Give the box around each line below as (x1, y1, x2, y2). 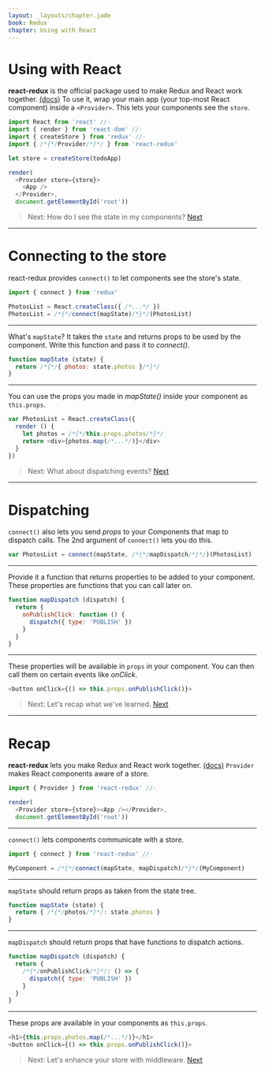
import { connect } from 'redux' (8, 288, 118, 296)
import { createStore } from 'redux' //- (8, 133, 147, 141)
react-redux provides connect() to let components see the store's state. (8, 274, 241, 282)
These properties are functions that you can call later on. (8, 581, 193, 590)
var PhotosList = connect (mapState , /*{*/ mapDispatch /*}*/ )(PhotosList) (8, 551, 252, 559)
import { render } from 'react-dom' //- (8, 125, 144, 134)
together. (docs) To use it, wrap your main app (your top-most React (8, 95, 230, 104)
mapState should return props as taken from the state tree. (8, 886, 196, 895)
